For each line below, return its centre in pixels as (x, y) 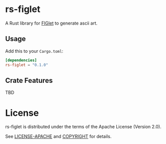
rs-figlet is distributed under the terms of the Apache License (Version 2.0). (84, 127)
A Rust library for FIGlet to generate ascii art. (52, 23)
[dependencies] (21, 60)
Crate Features (29, 81)
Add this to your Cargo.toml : (34, 51)
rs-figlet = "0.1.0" (27, 65)
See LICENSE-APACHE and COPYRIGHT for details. (58, 136)
